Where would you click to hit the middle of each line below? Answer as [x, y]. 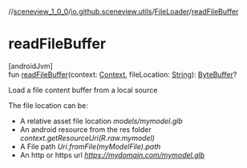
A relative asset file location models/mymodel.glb [101, 121]
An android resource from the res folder [85, 129]
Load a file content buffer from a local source [83, 90]
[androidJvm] [31, 66]
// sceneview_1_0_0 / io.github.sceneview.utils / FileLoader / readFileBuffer [123, 12]
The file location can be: [48, 105]
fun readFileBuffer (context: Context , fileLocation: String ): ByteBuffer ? [123, 74]
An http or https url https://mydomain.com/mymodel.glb [112, 154]
